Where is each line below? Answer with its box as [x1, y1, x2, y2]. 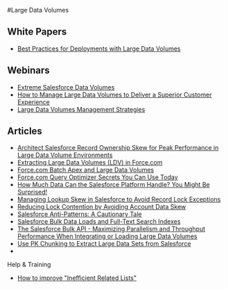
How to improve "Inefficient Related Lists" [17, 274, 137, 282]
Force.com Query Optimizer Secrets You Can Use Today [17, 173, 178, 181]
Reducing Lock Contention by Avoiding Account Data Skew [17, 203, 186, 211]
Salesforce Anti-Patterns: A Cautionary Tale [17, 210, 142, 218]
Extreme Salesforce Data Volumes [17, 83, 115, 91]
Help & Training [7, 261, 51, 269]
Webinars [7, 65, 50, 76]
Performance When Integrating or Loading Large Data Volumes [17, 232, 198, 240]
